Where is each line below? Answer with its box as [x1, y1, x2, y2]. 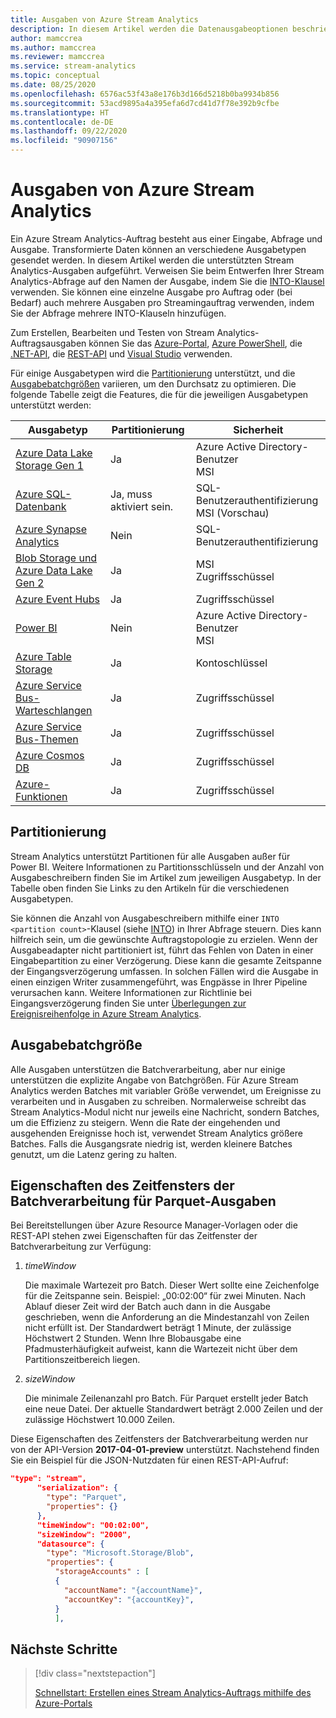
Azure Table [15, 649, 72, 663]
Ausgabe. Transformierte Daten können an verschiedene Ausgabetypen [10, 243, 307, 255]
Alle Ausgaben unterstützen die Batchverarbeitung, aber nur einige [10, 1063, 286, 1075]
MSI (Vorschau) [195, 506, 270, 520]
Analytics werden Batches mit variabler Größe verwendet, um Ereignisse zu [10, 1084, 322, 1096]
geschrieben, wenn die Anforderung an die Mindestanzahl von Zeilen [24, 1311, 310, 1323]
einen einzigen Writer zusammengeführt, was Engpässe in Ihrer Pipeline [10, 976, 308, 988]
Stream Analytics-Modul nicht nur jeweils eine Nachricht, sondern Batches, [10, 1106, 320, 1118]
